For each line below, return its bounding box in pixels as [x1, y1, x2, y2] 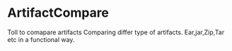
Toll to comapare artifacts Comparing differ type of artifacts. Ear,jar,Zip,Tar [7, 28, 225, 36]
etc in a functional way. [7, 35, 75, 43]
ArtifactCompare [7, 5, 110, 21]
